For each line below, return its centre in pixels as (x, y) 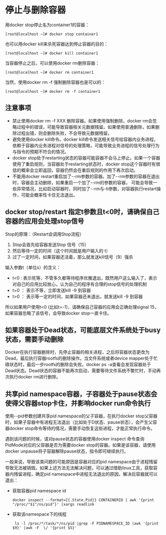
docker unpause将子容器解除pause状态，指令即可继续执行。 (67, 451)
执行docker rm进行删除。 (35, 377)
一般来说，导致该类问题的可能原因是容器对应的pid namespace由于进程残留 (82, 462)
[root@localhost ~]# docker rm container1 (49, 72)
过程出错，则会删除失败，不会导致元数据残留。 (64, 133)
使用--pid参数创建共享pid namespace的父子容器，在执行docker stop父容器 (82, 416)
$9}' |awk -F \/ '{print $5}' (44, 528)
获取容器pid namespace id (39, 491)
